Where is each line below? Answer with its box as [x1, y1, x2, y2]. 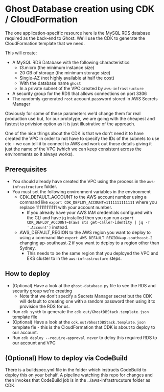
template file [12, 314, 38, 320]
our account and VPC [12, 340, 56, 346]
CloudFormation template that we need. [5, 40, 85, 46]
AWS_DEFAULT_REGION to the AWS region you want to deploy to [19, 229, 151, 235]
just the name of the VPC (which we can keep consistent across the [5, 146, 142, 152]
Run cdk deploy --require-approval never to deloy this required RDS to [12, 334, 158, 341]
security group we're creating [12, 288, 72, 294]
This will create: [5, 50, 37, 56]
